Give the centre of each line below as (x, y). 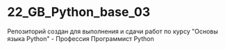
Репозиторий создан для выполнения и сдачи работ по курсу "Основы (113, 31)
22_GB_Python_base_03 (79, 12)
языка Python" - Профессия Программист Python (81, 38)
